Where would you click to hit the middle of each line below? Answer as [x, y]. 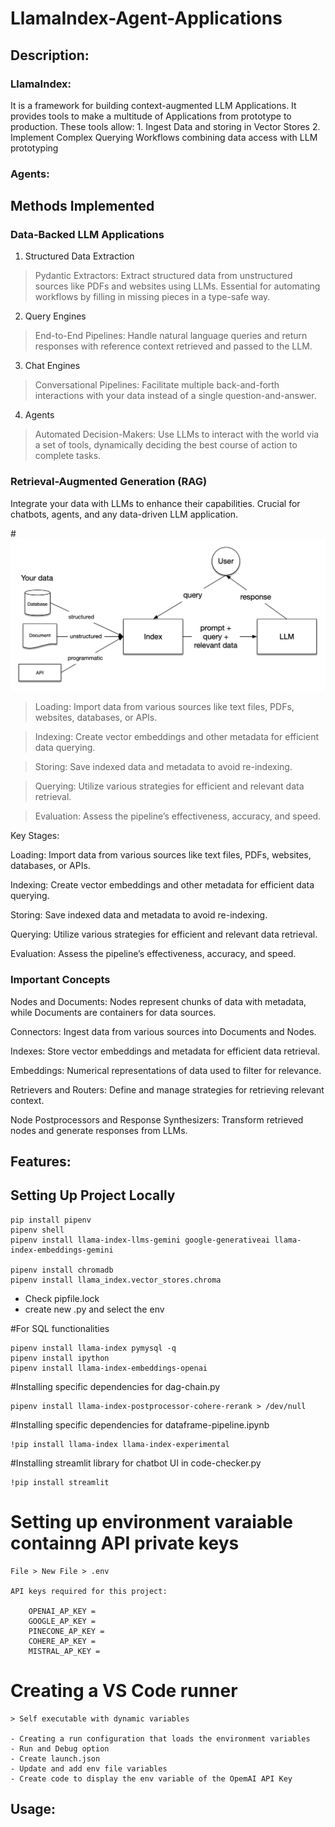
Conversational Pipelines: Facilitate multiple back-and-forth [157, 385]
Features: [41, 1162]
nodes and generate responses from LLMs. [99, 1130]
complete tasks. [68, 456]
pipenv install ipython [60, 1358]
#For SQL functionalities [60, 1328]
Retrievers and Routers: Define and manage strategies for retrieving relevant [167, 1089]
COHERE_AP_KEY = [62, 1641]
